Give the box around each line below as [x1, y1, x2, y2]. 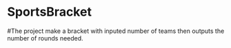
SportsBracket [7, 4, 92, 20]
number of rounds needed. [7, 34, 84, 42]
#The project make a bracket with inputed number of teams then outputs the [7, 27, 225, 35]
